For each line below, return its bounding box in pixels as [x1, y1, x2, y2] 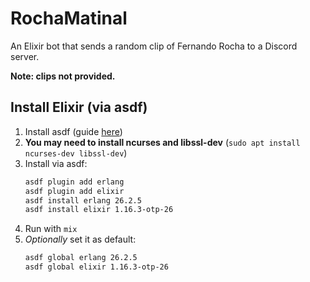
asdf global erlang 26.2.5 [24, 253, 138, 263]
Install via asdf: [24, 157, 88, 169]
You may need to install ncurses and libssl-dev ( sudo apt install [24, 136, 301, 148]
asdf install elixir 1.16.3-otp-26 [24, 205, 174, 215]
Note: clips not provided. [10, 70, 116, 82]
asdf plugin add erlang [24, 177, 125, 187]
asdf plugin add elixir [24, 186, 125, 196]
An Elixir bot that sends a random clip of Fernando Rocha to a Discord [10, 40, 298, 52]
